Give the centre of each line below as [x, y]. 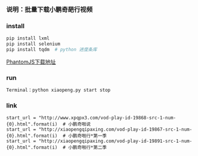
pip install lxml [28, 38]
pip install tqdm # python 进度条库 [52, 49]
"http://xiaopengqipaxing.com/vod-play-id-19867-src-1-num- [115, 130]
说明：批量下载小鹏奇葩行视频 [50, 9]
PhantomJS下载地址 [31, 62]
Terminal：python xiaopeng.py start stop [58, 90]
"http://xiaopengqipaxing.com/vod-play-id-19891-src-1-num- [115, 141]
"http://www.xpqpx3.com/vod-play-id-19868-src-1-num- [107, 118]
